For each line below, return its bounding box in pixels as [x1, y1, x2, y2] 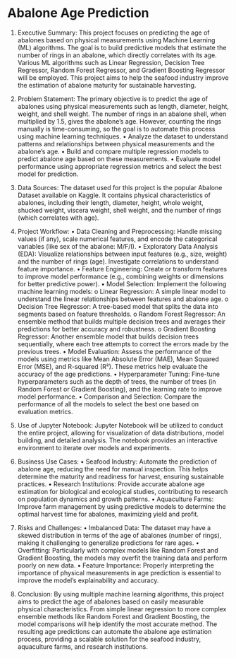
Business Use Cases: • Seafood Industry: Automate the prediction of [17, 457, 217, 466]
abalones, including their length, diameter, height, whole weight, [17, 198, 204, 206]
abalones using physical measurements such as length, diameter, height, [17, 102, 229, 110]
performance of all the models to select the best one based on [17, 399, 199, 408]
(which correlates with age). [17, 213, 99, 222]
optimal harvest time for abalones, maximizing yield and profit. [17, 510, 199, 518]
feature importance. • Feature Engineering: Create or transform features [17, 264, 228, 273]
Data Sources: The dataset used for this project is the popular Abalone [17, 183, 223, 192]
